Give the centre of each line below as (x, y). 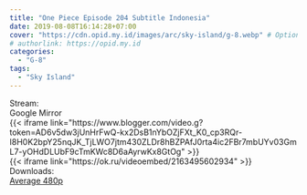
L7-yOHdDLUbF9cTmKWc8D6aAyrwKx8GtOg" (97, 151)
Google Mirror (36, 113)
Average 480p (37, 180)
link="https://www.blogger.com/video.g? (127, 122)
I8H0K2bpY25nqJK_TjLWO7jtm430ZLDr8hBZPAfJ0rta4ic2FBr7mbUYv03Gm (153, 141)
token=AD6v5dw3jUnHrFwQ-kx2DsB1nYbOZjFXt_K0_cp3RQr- (126, 132)
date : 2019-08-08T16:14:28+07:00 (73, 26)
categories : (32, 52)
